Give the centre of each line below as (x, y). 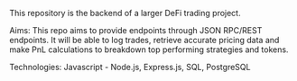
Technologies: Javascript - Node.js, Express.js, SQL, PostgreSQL (130, 67)
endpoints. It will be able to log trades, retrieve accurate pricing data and (144, 40)
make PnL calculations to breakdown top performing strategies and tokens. (149, 49)
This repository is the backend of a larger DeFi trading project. (125, 13)
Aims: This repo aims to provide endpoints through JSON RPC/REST (136, 30)
